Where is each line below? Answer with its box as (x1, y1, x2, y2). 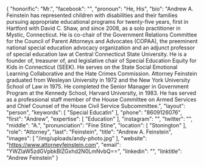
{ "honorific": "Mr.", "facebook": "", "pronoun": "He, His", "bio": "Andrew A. (6, 5, 194, 12)
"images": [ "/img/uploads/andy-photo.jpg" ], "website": (6, 135, 147, 142)
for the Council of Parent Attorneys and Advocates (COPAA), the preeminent (6, 38, 198, 44)
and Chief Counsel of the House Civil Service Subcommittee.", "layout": (6, 102, 186, 109)
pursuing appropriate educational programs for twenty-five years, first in (6, 18, 189, 25)
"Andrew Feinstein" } (6, 154, 58, 161)
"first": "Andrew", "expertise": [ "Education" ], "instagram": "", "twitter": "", (6, 115, 193, 123)
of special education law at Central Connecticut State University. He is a (6, 51, 187, 57)
